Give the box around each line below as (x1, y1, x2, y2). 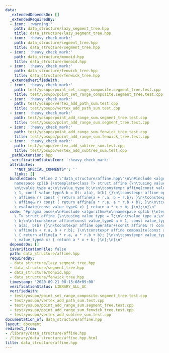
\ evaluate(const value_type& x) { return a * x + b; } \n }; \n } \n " (14, 204, 156, 209)
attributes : (10, 162, 35, 167)
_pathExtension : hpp (10, 153, 53, 158)
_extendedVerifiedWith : (10, 78, 59, 83)
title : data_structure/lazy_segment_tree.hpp (14, 31, 112, 36)
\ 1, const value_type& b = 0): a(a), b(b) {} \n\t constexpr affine (14, 190, 158, 195)
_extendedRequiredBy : (10, 17, 55, 22)
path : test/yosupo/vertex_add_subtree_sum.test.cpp (14, 143, 125, 149)
